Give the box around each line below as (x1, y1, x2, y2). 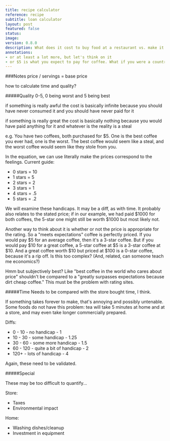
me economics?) (5, 259, 40, 265)
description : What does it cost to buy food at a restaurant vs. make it (5, 45, 164, 50)
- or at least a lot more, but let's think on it (5, 54, 112, 60)
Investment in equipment (12, 430, 65, 436)
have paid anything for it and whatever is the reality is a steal (5, 123, 132, 129)
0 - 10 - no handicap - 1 (12, 329, 62, 335)
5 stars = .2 (12, 196, 37, 202)
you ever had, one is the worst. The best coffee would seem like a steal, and (5, 138, 164, 144)
